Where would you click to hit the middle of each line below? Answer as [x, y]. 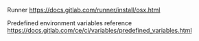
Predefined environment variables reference [70, 23]
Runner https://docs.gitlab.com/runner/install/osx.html [84, 10]
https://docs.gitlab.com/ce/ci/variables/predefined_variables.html [99, 30]
